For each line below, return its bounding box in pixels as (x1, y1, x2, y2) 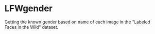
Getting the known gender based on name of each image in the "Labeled (4, 19, 151, 25)
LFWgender (4, 3, 53, 14)
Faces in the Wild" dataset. (4, 24, 59, 30)
